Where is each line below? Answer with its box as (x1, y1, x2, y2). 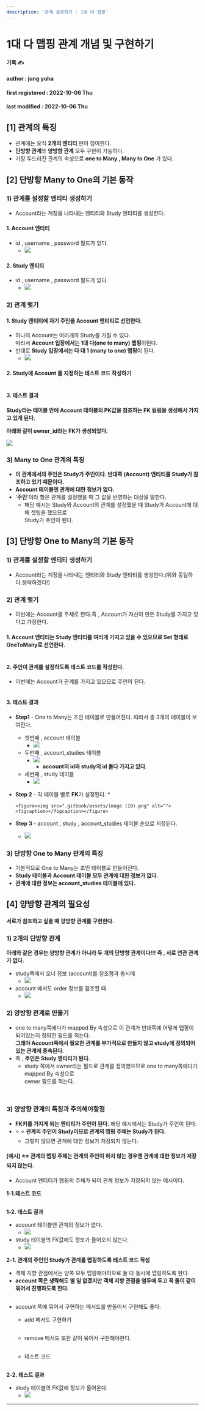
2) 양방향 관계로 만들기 (6, 1009, 69, 1017)
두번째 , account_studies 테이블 (24, 749, 102, 756)
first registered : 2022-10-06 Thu (6, 89, 93, 96)
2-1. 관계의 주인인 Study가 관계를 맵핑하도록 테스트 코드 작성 (6, 1256, 150, 1264)
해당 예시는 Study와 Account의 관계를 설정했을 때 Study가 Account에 (24, 501, 192, 509)
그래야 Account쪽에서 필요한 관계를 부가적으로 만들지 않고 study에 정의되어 (15, 1039, 195, 1047)
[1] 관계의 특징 (6, 122, 57, 132)
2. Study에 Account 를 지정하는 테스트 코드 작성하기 (6, 369, 132, 376)
